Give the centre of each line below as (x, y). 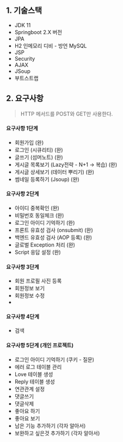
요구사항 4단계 (23, 316)
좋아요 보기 (27, 418)
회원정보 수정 (30, 295)
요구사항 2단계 (23, 194)
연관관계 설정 (30, 389)
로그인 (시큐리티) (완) (39, 149)
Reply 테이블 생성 (35, 381)
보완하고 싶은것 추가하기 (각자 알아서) (57, 433)
